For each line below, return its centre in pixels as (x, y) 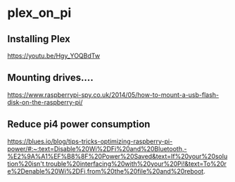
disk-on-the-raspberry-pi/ (45, 102)
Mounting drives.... (50, 78)
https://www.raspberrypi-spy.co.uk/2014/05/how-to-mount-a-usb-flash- (113, 95)
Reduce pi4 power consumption (79, 124)
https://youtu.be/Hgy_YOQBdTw (54, 56)
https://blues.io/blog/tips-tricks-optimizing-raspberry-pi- (90, 141)
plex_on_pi (39, 13)
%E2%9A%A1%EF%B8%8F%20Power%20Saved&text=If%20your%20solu (118, 156)
